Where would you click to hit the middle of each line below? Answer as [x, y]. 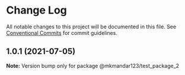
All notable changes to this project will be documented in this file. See [91, 27]
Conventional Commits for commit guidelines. [62, 32]
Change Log [36, 10]
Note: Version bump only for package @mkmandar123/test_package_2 [93, 66]
